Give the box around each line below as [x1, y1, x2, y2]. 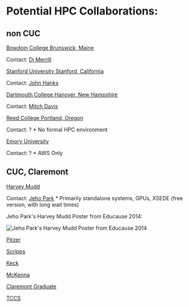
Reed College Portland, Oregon [6, 115, 84, 121]
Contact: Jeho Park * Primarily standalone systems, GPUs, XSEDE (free [6, 194, 184, 201]
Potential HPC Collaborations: [6, 4, 158, 18]
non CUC [6, 28, 41, 39]
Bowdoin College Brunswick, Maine [6, 44, 94, 51]
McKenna [6, 271, 30, 278]
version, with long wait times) [6, 201, 79, 208]
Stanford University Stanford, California [6, 68, 104, 75]
